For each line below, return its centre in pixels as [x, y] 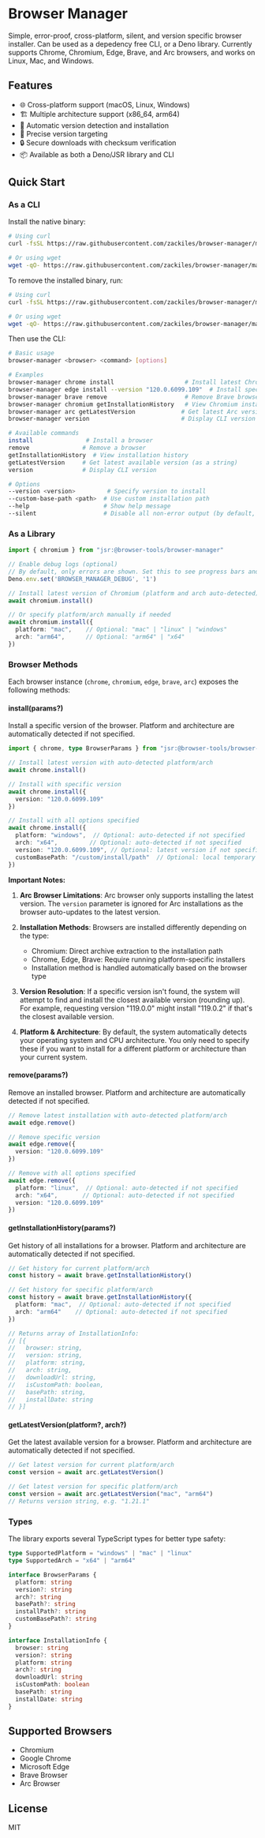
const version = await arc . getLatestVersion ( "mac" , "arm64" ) [111, 1494]
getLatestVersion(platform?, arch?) [67, 1424]
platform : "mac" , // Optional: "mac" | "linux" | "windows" [121, 630]
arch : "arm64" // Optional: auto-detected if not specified [121, 1311]
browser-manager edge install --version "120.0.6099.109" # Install [125, 389]
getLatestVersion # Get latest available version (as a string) [123, 463]
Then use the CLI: [37, 339]
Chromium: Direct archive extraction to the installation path [127, 951]
